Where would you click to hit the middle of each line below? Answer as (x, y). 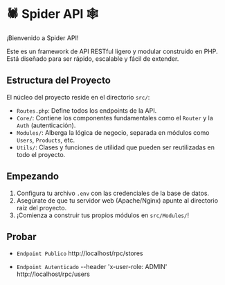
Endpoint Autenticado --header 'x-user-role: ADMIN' (92, 267)
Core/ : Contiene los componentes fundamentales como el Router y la (115, 118)
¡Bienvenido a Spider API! (43, 38)
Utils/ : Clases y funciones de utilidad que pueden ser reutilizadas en (116, 147)
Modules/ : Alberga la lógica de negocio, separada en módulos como (113, 132)
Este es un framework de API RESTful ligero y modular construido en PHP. (112, 51)
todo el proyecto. (41, 154)
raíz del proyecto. (42, 208)
